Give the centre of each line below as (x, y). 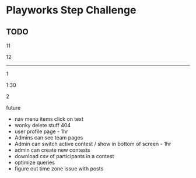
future (13, 108)
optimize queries (35, 162)
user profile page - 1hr (41, 131)
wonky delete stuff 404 (43, 125)
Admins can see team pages (49, 137)
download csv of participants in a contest (64, 156)
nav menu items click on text (49, 119)
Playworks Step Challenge (71, 10)
